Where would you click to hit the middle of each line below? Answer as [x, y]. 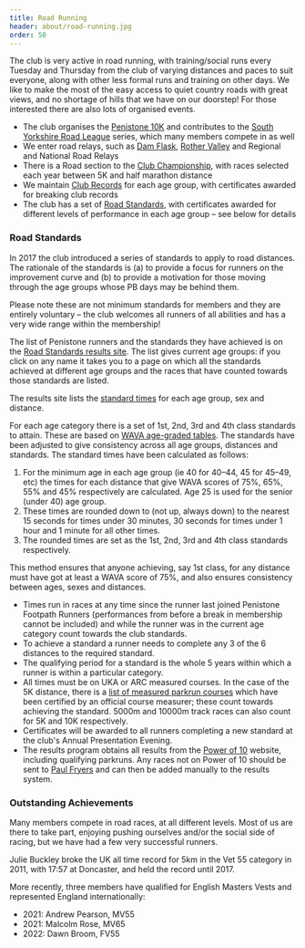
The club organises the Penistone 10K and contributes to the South [148, 127]
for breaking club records [70, 195]
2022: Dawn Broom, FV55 [71, 933]
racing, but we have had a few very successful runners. [114, 841]
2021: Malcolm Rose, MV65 [74, 923]
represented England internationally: [77, 896]
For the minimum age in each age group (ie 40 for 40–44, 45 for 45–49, [157, 472]
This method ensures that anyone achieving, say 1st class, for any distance [150, 568]
